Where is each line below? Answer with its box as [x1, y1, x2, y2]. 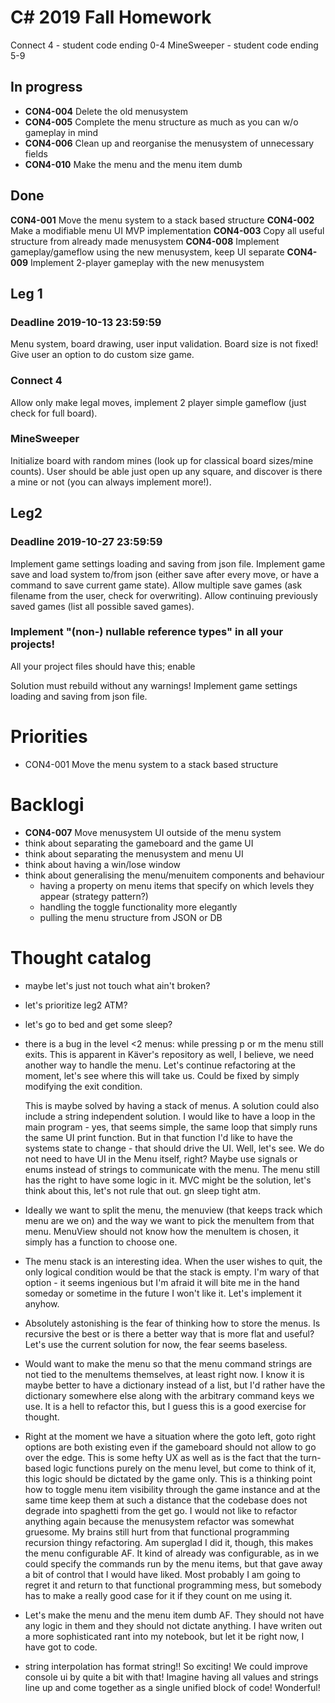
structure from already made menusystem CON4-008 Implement [10, 235, 280, 247]
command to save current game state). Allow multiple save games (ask [10, 579, 303, 591]
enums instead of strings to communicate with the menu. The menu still [24, 1163, 320, 1175]
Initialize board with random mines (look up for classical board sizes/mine [10, 454, 314, 466]
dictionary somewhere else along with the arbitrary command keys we [24, 1389, 315, 1401]
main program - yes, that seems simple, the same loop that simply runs [24, 1121, 318, 1133]
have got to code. [24, 1641, 98, 1653]
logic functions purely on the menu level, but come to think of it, [53, 1462, 317, 1474]
